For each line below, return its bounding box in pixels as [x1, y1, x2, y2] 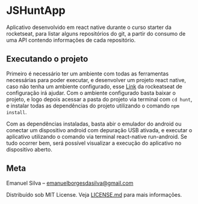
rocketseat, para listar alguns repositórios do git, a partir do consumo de [6, 30, 186, 37]
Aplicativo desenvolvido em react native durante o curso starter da [6, 24, 172, 31]
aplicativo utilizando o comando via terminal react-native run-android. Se [6, 133, 188, 140]
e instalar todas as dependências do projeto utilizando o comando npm [6, 102, 179, 109]
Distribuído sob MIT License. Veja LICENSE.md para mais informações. [6, 191, 182, 198]
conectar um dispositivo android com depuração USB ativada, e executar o [6, 126, 193, 133]
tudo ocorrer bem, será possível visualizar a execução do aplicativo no [6, 139, 182, 147]
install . [6, 108, 27, 115]
